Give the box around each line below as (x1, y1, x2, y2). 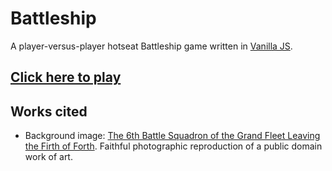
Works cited (10, 103, 88, 120)
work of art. (24, 151, 73, 163)
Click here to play (10, 69, 122, 86)
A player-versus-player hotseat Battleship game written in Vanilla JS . (10, 40, 293, 52)
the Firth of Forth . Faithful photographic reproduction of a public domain (24, 140, 323, 152)
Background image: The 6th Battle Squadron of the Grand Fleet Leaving (24, 130, 321, 142)
